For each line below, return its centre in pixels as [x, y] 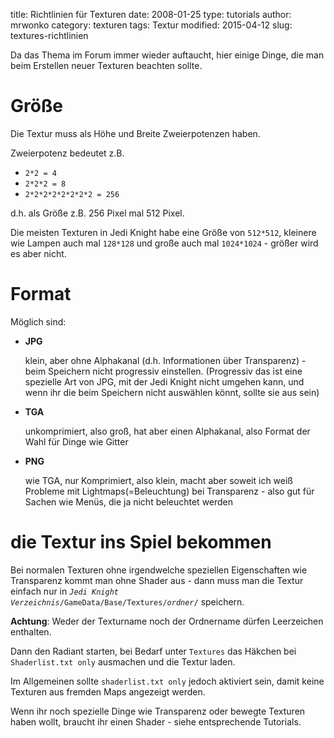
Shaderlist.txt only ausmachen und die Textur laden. [123, 661]
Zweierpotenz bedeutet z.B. [67, 153]
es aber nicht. [38, 253]
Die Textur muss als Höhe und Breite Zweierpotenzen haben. [135, 133]
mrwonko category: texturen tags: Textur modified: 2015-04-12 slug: [151, 25]
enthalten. [31, 631]
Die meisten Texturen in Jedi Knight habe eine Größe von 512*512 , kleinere [163, 232]
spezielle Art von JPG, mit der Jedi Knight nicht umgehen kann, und [164, 381]
